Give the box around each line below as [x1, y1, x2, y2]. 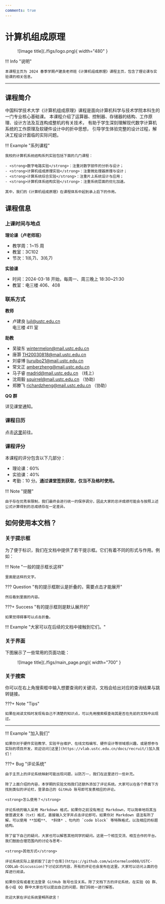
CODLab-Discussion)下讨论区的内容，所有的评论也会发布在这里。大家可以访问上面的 [5, 864, 155, 869]
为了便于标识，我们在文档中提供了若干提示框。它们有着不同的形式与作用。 [5, 547, 156, 553]
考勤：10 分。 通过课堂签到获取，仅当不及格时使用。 [12, 478, 117, 484]
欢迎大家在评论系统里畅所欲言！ [5, 895, 60, 900]
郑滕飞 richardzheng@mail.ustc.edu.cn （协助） [12, 382, 110, 388]
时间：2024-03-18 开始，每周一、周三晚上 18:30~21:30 [12, 276, 124, 282]
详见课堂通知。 [5, 404, 35, 410]
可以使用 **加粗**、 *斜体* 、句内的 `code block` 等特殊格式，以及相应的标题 [12, 818, 158, 823]
